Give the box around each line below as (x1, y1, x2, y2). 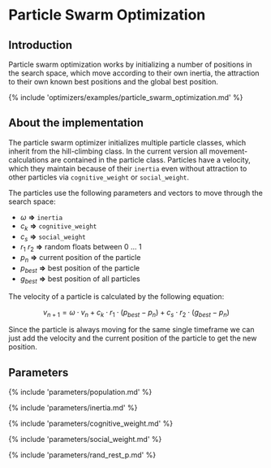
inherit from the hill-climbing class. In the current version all (8, 146, 208, 156)
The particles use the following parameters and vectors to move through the (8, 188, 264, 197)
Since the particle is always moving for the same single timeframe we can (8, 325, 255, 335)
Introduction (8, 38, 73, 52)
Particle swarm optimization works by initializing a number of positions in (8, 59, 253, 69)
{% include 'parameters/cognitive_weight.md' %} (8, 418, 173, 428)
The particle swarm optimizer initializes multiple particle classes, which (8, 137, 247, 147)
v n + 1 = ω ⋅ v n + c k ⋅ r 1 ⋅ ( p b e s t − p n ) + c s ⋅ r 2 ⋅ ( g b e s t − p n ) (43, 307, 230, 318)
